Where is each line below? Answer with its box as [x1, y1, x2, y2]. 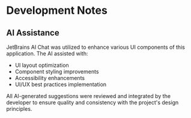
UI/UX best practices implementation [14, 81, 107, 88]
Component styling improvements [14, 68, 99, 75]
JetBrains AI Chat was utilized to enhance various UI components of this [6, 43, 185, 51]
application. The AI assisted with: [6, 50, 88, 57]
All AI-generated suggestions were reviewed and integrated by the [6, 93, 171, 99]
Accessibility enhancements [14, 75, 85, 81]
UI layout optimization [14, 61, 69, 69]
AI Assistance [6, 28, 59, 38]
